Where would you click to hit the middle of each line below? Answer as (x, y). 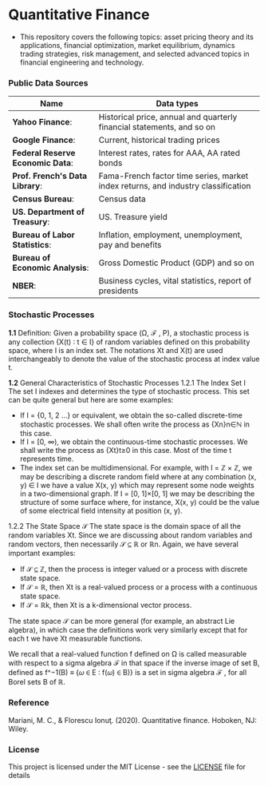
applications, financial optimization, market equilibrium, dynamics (127, 45)
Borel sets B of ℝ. (37, 681)
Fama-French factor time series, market (173, 176)
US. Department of (49, 212)
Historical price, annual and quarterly (168, 117)
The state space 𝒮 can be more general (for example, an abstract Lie (122, 621)
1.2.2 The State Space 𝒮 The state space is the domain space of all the (125, 526)
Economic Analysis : (51, 268)
